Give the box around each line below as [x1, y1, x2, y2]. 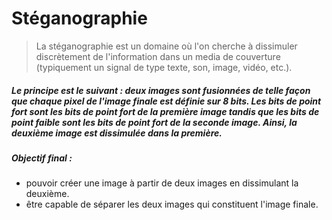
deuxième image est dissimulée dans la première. [11, 127, 223, 139]
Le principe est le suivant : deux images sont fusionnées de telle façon [11, 84, 311, 96]
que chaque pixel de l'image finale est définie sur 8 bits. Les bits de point [11, 95, 322, 107]
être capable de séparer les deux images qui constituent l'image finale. [25, 198, 319, 211]
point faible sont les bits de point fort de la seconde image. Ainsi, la [11, 116, 298, 128]
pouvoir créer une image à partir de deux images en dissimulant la [25, 177, 299, 189]
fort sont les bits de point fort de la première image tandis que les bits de [11, 105, 320, 117]
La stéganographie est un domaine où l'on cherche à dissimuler [35, 40, 298, 52]
